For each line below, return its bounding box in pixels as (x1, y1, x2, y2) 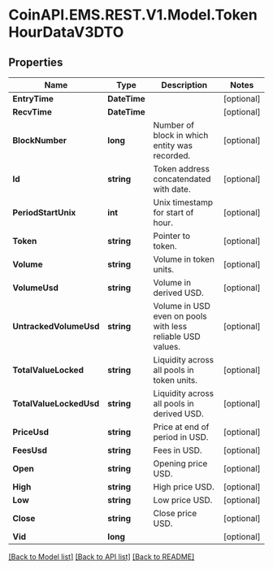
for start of (153, 207, 194, 218)
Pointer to (153, 230, 191, 241)
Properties (8, 55, 63, 69)
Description (161, 80, 208, 90)
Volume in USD (153, 301, 211, 311)
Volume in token (153, 254, 215, 265)
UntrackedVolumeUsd (12, 321, 100, 332)
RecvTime (12, 106, 53, 117)
